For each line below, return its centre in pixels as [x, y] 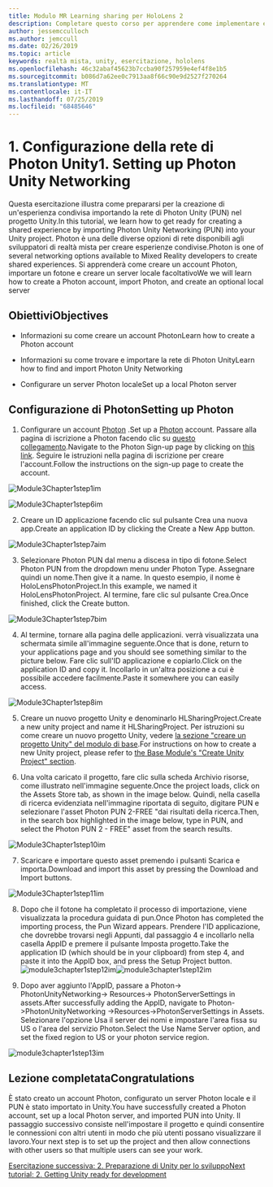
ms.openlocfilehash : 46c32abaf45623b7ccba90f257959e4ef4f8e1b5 [118, 69]
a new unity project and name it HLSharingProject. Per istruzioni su [132, 726]
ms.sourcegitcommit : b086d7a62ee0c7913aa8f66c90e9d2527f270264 [118, 76]
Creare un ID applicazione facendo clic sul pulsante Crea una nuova [134, 520]
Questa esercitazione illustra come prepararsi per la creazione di [117, 204]
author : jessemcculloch [49, 31]
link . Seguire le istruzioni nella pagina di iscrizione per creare [122, 455]
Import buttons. [46, 877]
